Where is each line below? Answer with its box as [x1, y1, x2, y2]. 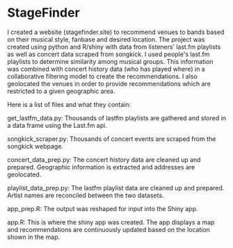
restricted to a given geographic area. [7, 87, 115, 95]
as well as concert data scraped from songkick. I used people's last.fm [7, 50, 210, 58]
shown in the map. [7, 233, 61, 241]
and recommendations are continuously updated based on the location [7, 225, 211, 233]
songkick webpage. [7, 142, 64, 150]
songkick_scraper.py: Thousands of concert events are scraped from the [7, 134, 216, 143]
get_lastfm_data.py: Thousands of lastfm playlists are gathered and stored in [7, 113, 227, 122]
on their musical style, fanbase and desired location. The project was [7, 35, 205, 43]
